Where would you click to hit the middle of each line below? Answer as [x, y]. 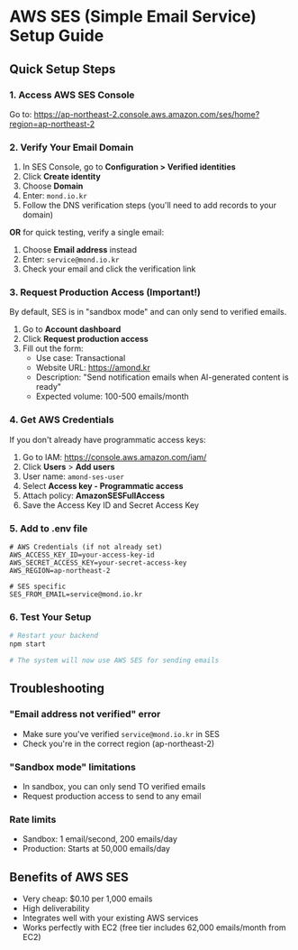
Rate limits [33, 819]
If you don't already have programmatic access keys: [108, 439]
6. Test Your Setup [50, 617]
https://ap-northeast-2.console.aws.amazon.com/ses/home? [147, 114]
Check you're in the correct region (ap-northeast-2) [118, 743]
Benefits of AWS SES [69, 877]
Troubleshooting [57, 689]
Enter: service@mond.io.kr [71, 260]
